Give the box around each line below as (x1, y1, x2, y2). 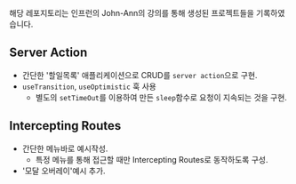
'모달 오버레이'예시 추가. (21, 165, 106, 176)
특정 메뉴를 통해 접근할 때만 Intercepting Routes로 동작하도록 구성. (35, 154, 268, 164)
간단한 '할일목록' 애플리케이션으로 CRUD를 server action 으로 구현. (21, 69, 258, 80)
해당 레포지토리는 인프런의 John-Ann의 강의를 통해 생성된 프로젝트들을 (9, 8, 255, 18)
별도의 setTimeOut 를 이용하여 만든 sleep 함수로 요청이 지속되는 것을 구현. (35, 92, 287, 102)
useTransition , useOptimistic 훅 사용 (21, 81, 157, 92)
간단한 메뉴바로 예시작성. (21, 143, 108, 154)
